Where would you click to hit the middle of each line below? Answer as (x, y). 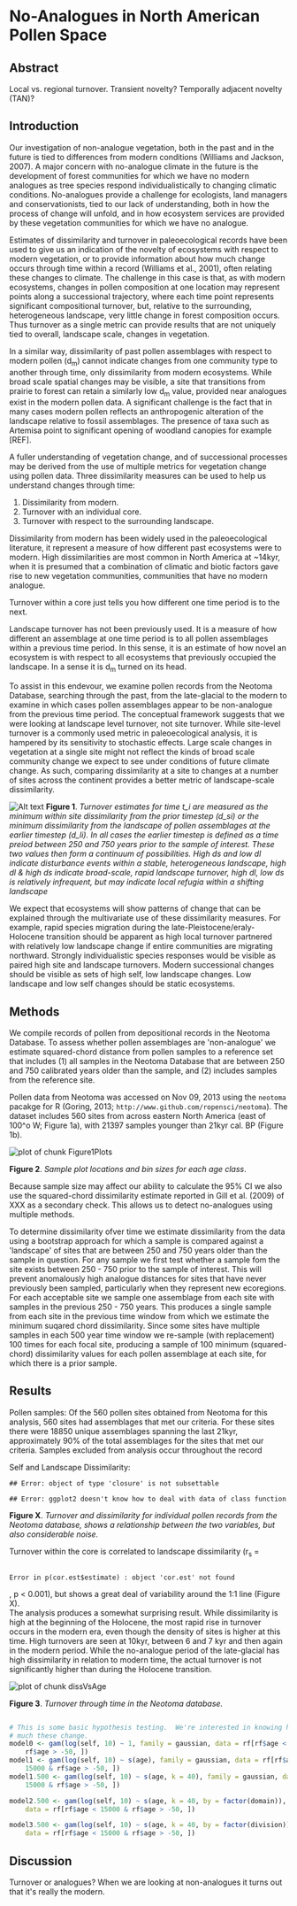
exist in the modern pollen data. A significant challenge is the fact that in (141, 402)
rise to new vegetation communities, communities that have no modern (138, 576)
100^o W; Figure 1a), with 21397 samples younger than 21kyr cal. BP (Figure (147, 1125)
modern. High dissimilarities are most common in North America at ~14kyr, (145, 557)
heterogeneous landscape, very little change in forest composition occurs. (145, 315)
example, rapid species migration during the (89, 928)
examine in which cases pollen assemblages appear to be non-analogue (141, 705)
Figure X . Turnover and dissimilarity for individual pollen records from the (144, 1515)
